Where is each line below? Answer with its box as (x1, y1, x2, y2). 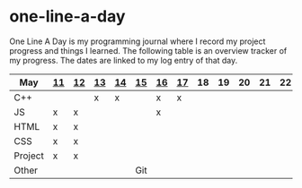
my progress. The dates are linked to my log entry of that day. (9, 55, 238, 65)
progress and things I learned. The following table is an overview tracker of (9, 45, 288, 56)
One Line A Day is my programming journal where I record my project (9, 36, 266, 47)
